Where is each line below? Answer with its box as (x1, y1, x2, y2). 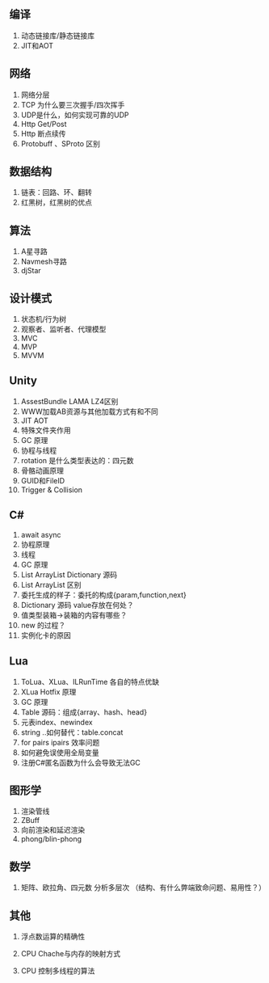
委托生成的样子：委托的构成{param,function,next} (20, 589, 187, 600)
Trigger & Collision (20, 484, 83, 495)
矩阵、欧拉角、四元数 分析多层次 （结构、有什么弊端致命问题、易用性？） (20, 883, 266, 892)
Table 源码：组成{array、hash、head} (20, 707, 148, 717)
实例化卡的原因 (20, 630, 71, 640)
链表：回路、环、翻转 (20, 188, 92, 197)
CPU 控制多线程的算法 (20, 965, 95, 976)
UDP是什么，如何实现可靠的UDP (20, 110, 129, 120)
